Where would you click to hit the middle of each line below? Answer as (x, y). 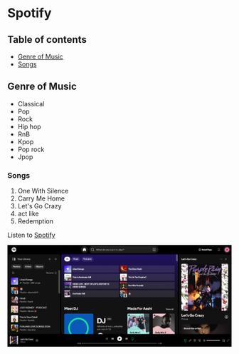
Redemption (35, 221)
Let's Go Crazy (39, 206)
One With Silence (43, 191)
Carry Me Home (41, 198)
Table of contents (47, 40)
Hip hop (29, 126)
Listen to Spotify (31, 235)
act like (28, 214)
